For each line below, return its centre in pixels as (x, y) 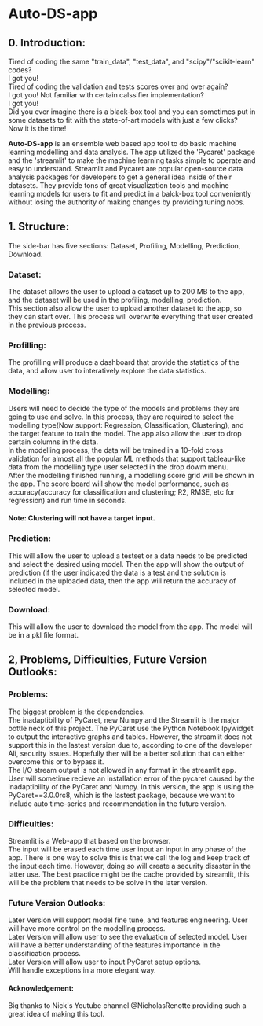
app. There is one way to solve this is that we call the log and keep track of (129, 857)
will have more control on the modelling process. (87, 929)
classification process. (44, 954)
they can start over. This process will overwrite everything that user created (131, 317)
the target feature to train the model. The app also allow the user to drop (125, 433)
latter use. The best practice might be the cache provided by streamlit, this (129, 874)
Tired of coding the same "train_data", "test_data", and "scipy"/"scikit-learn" (131, 61)
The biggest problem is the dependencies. (77, 712)
